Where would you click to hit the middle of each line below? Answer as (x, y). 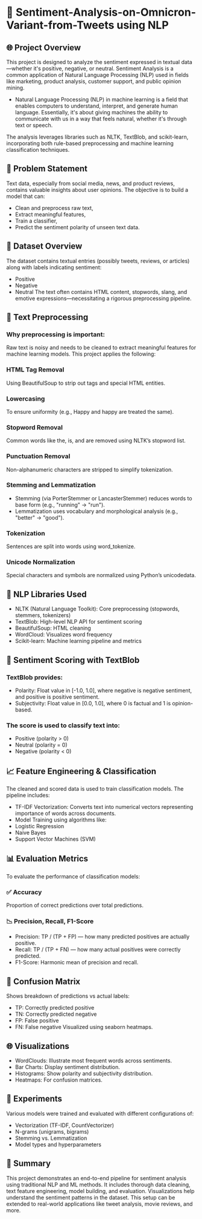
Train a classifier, (36, 221)
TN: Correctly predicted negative (56, 1014)
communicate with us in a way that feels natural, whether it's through (101, 119)
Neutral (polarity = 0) (41, 745)
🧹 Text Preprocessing (47, 317)
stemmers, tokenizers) (43, 615)
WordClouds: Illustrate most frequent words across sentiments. (93, 1060)
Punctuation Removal (38, 456)
